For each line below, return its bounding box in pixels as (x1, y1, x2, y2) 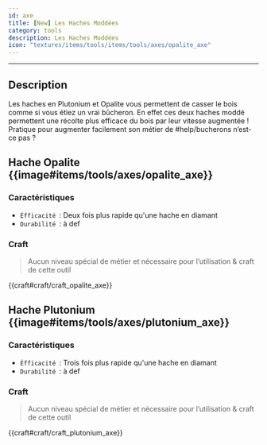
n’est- (233, 124, 252, 133)
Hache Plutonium (8, 304, 95, 317)
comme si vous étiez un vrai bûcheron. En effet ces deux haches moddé (8, 107, 245, 117)
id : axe (8, 11, 34, 20)
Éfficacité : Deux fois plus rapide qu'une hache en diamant (19, 210, 219, 219)
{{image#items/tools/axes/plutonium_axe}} (8, 315, 230, 330)
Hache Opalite (8, 156, 80, 169)
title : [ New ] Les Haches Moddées (8, 19, 119, 27)
